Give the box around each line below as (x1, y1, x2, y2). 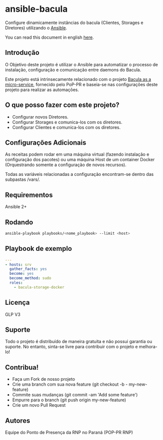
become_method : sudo (9, 276, 51, 281)
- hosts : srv (5, 262, 32, 267)
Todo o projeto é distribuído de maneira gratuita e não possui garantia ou (5, 339, 153, 344)
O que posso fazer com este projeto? (5, 101, 120, 109)
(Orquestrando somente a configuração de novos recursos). (5, 162, 126, 168)
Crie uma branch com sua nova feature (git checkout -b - (12, 381, 128, 388)
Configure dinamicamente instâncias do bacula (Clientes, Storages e (5, 20, 143, 25)
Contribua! (5, 363, 39, 371)
